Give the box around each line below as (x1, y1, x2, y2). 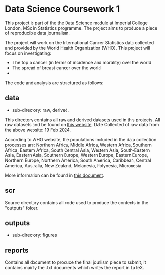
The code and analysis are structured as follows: (5, 80, 104, 86)
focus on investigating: (5, 50, 52, 56)
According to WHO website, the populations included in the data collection (5, 136, 157, 142)
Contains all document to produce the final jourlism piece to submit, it (5, 259, 146, 265)
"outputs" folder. (5, 205, 39, 211)
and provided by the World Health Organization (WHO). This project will (5, 45, 150, 51)
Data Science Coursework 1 (5, 3, 120, 15)
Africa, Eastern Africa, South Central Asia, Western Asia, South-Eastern (5, 147, 150, 153)
